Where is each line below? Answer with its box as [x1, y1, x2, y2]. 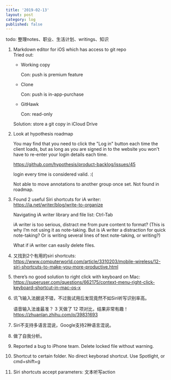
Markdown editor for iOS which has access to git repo [13, 46, 127, 52]
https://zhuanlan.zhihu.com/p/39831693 [13, 312, 98, 318]
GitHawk [20, 101, 39, 107]
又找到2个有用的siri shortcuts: [13, 253, 76, 259]
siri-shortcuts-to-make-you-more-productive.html [13, 264, 119, 270]
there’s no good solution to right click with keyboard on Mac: [13, 274, 140, 280]
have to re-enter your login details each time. [13, 151, 108, 158]
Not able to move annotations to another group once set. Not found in [13, 181, 159, 187]
